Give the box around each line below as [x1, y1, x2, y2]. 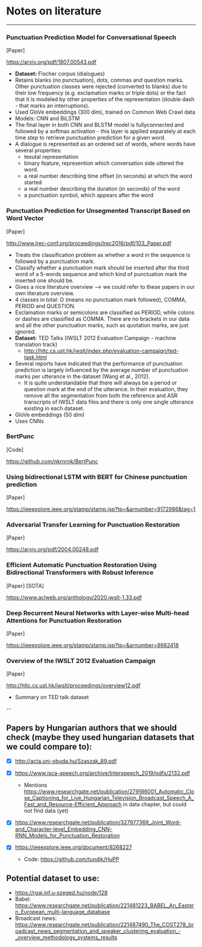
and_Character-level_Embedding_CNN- [14, 825, 112, 833]
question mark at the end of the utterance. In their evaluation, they [23, 385, 188, 392]
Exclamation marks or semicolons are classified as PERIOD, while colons [14, 309, 195, 316]
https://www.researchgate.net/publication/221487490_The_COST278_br [14, 921, 194, 928]
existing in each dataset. [23, 404, 85, 412]
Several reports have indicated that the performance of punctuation [14, 360, 183, 367]
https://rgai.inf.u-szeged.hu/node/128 [14, 889, 108, 896]
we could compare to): [6, 741, 92, 751]
